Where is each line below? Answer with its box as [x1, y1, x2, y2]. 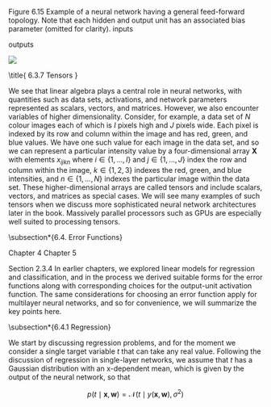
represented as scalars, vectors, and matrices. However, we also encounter [8, 103, 260, 112]
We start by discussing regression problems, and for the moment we [8, 338, 236, 347]
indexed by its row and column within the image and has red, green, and [8, 129, 248, 138]
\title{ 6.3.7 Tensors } [8, 70, 78, 80]
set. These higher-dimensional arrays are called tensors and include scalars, [8, 182, 263, 192]
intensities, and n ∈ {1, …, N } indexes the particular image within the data [8, 174, 250, 183]
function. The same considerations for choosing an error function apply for [8, 289, 258, 299]
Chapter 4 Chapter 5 [8, 248, 77, 258]
